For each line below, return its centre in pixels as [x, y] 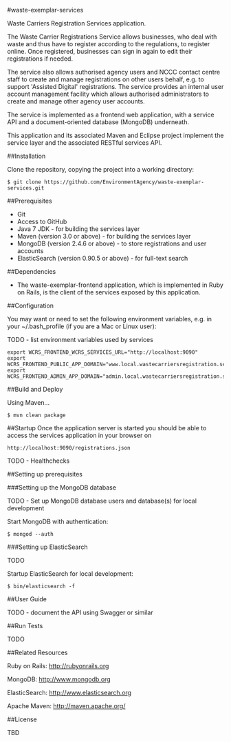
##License [22, 719]
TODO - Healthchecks [38, 461]
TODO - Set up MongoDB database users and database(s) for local [102, 501]
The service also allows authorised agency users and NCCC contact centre [114, 72]
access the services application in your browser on [79, 435]
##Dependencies [32, 271]
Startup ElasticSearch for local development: [70, 574]
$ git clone [24, 182]
